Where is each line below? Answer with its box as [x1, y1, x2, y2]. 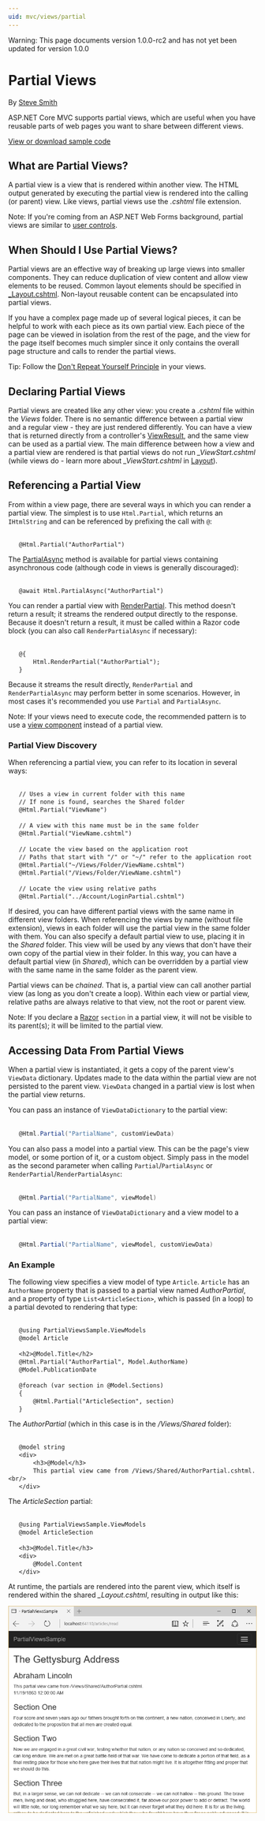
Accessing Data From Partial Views [8, 1043, 185, 1057]
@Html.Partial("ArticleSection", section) [32, 1397, 175, 1405]
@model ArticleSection [18, 1528, 93, 1537]
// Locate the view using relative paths [18, 885, 157, 893]
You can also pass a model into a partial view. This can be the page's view [8, 1144, 250, 1153]
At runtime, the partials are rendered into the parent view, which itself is [8, 1582, 241, 1592]
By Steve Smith [8, 97, 58, 106]
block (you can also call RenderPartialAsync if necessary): [8, 625, 197, 635]
